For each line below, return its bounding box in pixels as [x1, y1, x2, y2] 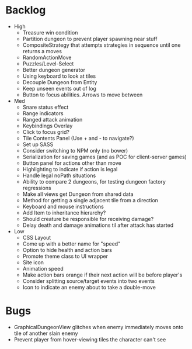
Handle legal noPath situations [22, 172, 96, 179]
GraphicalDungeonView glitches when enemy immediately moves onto [13, 323, 184, 330]
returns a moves [22, 47, 62, 54]
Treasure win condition [22, 29, 78, 36]
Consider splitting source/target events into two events [22, 277, 155, 284]
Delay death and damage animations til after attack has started [22, 222, 174, 229]
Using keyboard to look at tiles [22, 72, 96, 80]
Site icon [22, 258, 44, 266]
